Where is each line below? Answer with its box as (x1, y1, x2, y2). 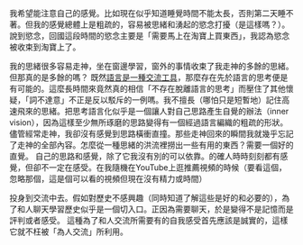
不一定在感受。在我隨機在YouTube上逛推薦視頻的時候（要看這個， (40, 162, 287, 173)
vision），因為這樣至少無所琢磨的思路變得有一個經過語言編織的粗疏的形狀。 (9, 117, 289, 128)
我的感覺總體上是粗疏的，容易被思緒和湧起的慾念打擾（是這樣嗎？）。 (32, 19, 290, 30)
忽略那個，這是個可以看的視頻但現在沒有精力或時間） (9, 174, 207, 184)
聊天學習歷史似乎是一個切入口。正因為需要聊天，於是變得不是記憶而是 (32, 204, 294, 214)
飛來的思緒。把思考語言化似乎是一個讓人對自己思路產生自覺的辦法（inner (16, 106, 289, 116)
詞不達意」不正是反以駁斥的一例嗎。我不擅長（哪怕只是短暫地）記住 (28, 95, 282, 105)
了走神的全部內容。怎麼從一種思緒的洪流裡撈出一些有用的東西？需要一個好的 (9, 140, 294, 150)
